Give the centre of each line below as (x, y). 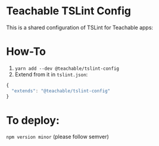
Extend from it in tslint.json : (51, 74)
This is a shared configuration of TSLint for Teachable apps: (80, 27)
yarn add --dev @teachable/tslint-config (67, 69)
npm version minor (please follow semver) (57, 137)
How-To (26, 52)
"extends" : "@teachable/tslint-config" (61, 91)
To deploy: (33, 120)
